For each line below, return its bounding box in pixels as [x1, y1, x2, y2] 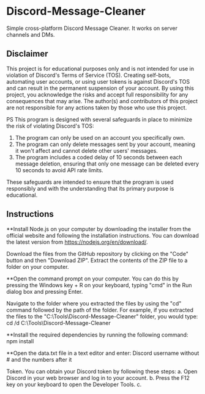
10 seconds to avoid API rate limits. [15, 166, 103, 173]
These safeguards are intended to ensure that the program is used [6, 178, 174, 186]
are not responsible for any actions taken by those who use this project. [6, 104, 187, 111]
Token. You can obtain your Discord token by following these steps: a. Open [6, 368, 198, 375]
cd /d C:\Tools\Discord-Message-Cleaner [6, 319, 111, 326]
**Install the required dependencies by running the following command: [6, 331, 188, 338]
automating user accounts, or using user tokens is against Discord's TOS [6, 78, 190, 85]
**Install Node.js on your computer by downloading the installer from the [6, 225, 192, 233]
